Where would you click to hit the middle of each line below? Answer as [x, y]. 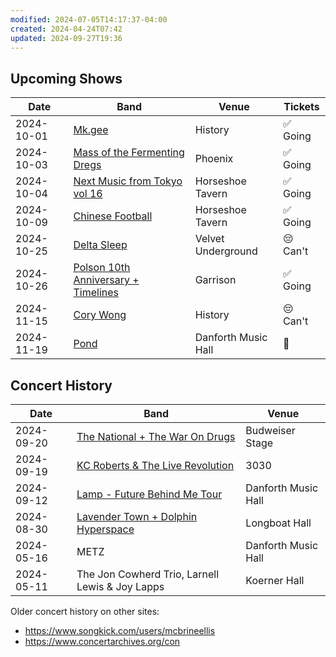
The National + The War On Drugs [156, 436]
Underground [226, 251]
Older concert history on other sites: [85, 611]
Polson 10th [102, 268]
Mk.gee [91, 130]
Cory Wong [100, 315]
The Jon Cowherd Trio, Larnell [148, 574]
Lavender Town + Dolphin [137, 516]
